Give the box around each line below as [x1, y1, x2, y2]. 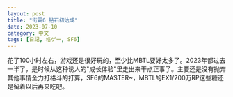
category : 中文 [7, 29, 49, 37]
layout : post [7, 10, 45, 17]
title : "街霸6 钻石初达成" [7, 17, 79, 24]
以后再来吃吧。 [25, 82, 68, 91]
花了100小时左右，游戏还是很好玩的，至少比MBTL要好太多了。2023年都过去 [7, 57, 226, 65]
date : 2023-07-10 [7, 23, 58, 30]
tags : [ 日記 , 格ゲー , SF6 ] [7, 36, 80, 43]
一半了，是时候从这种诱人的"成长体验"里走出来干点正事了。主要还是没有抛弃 [7, 65, 227, 73]
